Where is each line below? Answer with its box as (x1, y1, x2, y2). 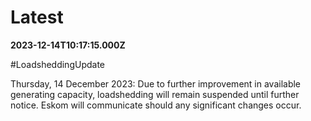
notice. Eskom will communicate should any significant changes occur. (10, 99, 302, 111)
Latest (10, 6, 64, 29)
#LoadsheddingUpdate (10, 58, 105, 70)
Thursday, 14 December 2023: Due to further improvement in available (10, 77, 302, 90)
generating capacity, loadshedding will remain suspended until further (10, 88, 300, 100)
